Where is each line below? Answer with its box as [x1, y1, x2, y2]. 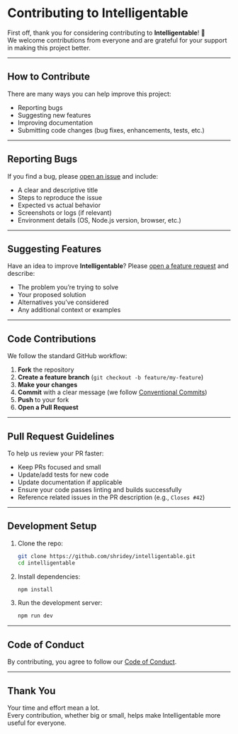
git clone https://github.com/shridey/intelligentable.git [17, 552, 196, 560]
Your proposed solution [17, 291, 86, 299]
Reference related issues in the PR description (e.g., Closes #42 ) [17, 493, 205, 501]
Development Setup [7, 520, 97, 533]
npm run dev [17, 612, 53, 620]
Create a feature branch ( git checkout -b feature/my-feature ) [17, 373, 204, 382]
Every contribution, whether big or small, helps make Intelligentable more [7, 711, 221, 719]
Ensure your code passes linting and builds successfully [17, 486, 182, 494]
